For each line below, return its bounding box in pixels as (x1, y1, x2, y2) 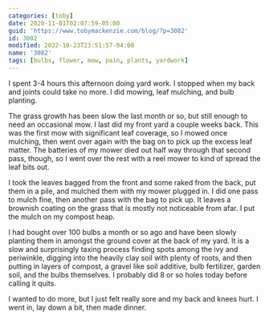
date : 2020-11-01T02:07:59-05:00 (8, 19, 120, 27)
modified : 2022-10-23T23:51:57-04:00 (8, 42, 135, 50)
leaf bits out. (8, 162, 50, 172)
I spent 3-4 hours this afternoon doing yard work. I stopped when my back (8, 78, 255, 88)
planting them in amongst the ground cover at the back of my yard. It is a (8, 236, 250, 245)
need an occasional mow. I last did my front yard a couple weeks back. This (8, 119, 259, 129)
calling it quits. (8, 278, 56, 288)
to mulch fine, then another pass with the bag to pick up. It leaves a (8, 194, 231, 205)
